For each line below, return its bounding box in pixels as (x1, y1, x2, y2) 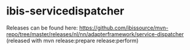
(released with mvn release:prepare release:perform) (6, 37, 139, 44)
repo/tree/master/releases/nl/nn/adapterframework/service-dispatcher (6, 30, 184, 37)
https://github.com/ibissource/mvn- (79, 24, 169, 31)
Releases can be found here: (6, 24, 78, 31)
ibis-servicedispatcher (6, 4, 124, 18)
